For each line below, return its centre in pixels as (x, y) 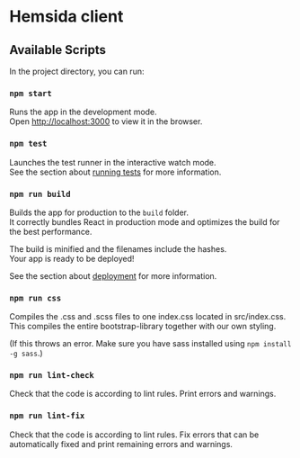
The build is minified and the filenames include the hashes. (118, 248)
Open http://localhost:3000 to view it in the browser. (106, 121)
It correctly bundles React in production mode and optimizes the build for (145, 221)
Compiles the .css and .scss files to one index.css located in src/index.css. (148, 317)
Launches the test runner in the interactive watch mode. (113, 162)
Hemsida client (66, 17)
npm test (28, 144)
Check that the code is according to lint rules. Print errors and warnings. (143, 394)
